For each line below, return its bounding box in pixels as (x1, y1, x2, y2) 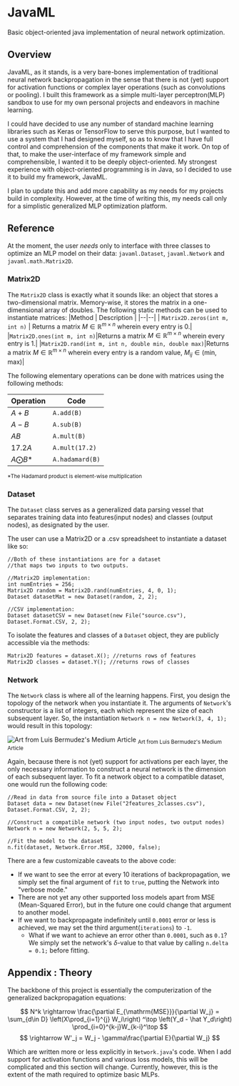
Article (7, 744, 24, 752)
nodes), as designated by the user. (7, 520, 109, 529)
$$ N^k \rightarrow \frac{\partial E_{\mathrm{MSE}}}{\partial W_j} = (20, 1007, 220, 1015)
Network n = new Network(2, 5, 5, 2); (7, 825, 123, 832)
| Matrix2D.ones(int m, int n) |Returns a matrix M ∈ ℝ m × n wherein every (7, 330, 225, 340)
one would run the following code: (7, 780, 108, 789)
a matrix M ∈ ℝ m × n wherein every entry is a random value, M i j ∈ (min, (7, 347, 218, 358)
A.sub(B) (52, 420, 82, 429)
